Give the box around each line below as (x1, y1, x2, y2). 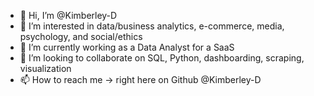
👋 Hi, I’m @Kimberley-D (19, 10, 118, 21)
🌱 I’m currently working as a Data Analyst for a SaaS (19, 41, 235, 53)
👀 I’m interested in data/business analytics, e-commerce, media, (19, 20, 285, 32)
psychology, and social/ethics (19, 31, 143, 42)
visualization (19, 63, 72, 74)
